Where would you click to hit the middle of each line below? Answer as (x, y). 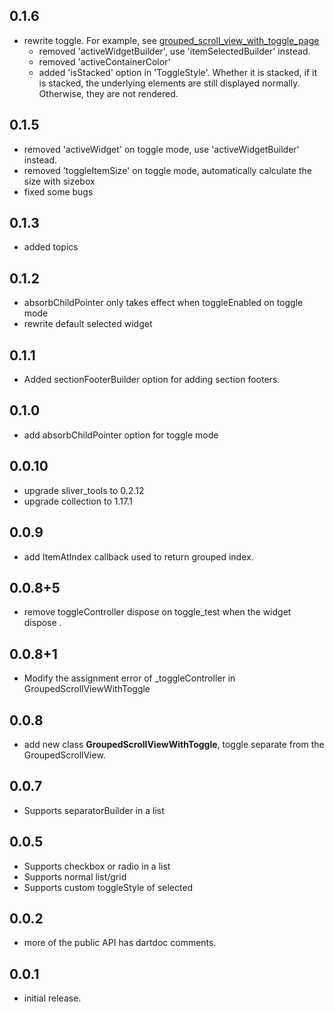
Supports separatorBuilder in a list (94, 810)
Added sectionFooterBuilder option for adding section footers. (152, 380)
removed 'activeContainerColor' (104, 61)
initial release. (52, 998)
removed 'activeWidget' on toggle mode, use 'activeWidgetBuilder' (161, 149)
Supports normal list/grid (75, 876)
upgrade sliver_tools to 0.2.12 (84, 490)
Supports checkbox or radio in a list (97, 866)
